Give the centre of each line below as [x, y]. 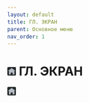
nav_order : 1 [26, 37]
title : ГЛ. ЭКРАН [32, 22]
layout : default [31, 15]
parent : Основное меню [40, 29]
